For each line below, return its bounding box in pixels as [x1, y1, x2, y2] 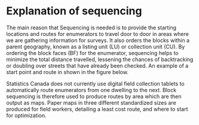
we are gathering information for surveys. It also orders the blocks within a [6, 36, 190, 44]
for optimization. [6, 112, 47, 119]
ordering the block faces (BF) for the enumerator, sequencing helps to [6, 49, 179, 56]
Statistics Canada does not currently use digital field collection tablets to [6, 80, 185, 87]
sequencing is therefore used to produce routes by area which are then [6, 93, 182, 100]
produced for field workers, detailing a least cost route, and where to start [6, 105, 188, 112]
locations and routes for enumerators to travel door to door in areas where [6, 30, 189, 37]
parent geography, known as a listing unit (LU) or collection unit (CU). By [6, 43, 185, 50]
